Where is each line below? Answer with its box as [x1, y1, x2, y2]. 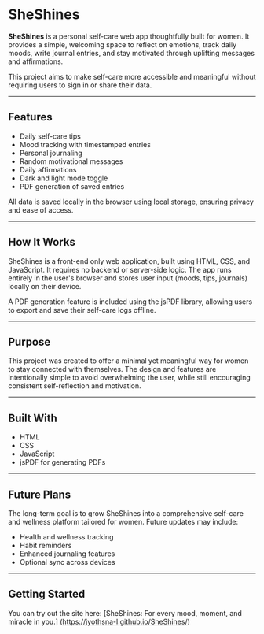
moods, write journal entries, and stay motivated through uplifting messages [8, 48, 255, 57]
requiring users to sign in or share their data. [8, 80, 152, 90]
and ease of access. [8, 205, 74, 214]
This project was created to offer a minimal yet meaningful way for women [8, 356, 249, 365]
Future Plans [8, 488, 71, 501]
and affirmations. [8, 57, 64, 66]
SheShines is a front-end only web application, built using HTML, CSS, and [8, 256, 251, 265]
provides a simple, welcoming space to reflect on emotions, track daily [8, 39, 237, 49]
